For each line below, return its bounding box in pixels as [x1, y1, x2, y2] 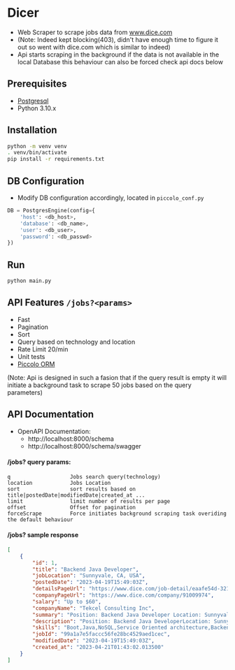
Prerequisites [7, 78, 67, 90]
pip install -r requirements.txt [7, 156, 105, 163]
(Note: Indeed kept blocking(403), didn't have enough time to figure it [17, 35, 219, 43]
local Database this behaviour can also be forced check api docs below [17, 57, 224, 66]
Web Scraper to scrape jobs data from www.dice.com [17, 28, 173, 36]
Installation [7, 124, 57, 136]
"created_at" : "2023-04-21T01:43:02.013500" [32, 644, 164, 651]
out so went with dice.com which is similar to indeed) [17, 43, 171, 51]
